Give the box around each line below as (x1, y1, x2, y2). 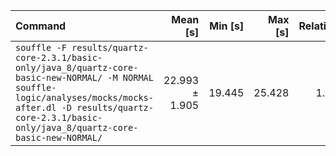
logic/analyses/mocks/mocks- (15, 92, 154, 103)
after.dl (15, 102, 57, 113)
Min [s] (209, 19, 245, 33)
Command (15, 19, 67, 33)
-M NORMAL (107, 72, 154, 83)
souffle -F (15, 42, 67, 53)
